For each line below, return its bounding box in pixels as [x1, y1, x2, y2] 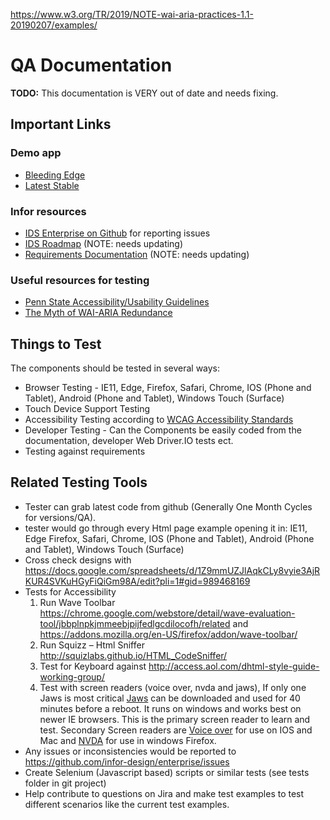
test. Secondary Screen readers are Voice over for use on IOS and [39, 724, 313, 736]
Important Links [10, 116, 112, 133]
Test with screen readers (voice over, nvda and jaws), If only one [39, 681, 307, 693]
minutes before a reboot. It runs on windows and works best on [39, 702, 302, 714]
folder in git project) [24, 777, 107, 789]
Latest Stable [24, 179, 80, 191]
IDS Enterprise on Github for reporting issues [24, 227, 211, 239]
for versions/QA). [24, 511, 97, 523]
